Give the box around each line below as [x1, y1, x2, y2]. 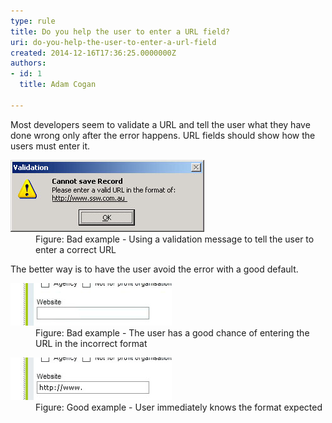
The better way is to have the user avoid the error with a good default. [10, 263, 299, 275]
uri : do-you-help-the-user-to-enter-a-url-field [10, 37, 217, 47]
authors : [10, 58, 47, 69]
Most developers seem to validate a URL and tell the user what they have [10, 118, 311, 130]
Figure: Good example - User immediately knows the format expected [35, 401, 323, 413]
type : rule [10, 16, 56, 26]
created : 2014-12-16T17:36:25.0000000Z [10, 48, 177, 58]
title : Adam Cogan [19, 80, 97, 90]
